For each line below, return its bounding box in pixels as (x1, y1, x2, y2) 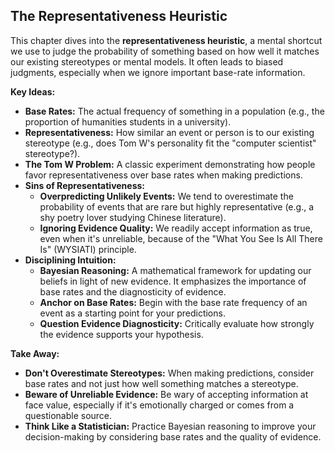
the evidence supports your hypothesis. (39, 328, 204, 340)
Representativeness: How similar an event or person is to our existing (24, 126, 315, 138)
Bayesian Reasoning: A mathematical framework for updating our (39, 264, 312, 276)
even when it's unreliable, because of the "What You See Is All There (39, 232, 323, 244)
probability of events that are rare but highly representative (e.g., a (39, 200, 315, 213)
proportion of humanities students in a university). (24, 115, 232, 128)
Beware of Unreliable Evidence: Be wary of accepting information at (24, 388, 309, 400)
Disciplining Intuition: (24, 254, 117, 266)
